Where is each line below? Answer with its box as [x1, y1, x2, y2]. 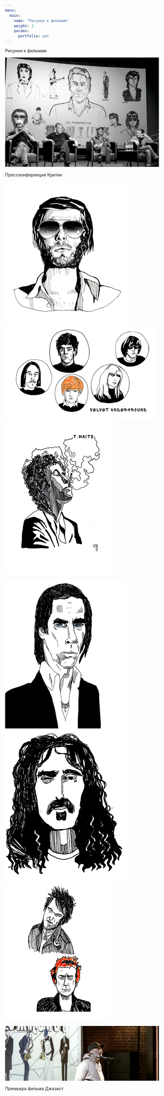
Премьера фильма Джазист [5, 1085, 64, 1091]
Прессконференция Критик [5, 172, 62, 178]
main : [9, 13, 21, 18]
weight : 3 [14, 23, 34, 28]
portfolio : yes [18, 34, 49, 39]
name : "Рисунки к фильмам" [14, 18, 69, 23]
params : [14, 28, 29, 34]
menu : [5, 8, 16, 13]
